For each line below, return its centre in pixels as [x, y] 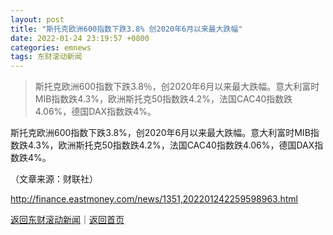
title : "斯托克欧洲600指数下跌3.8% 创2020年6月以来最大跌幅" [126, 29]
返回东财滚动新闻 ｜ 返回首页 [67, 220]
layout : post [37, 19]
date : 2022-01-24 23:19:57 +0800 [80, 38]
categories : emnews [51, 47]
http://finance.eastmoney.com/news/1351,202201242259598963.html [154, 199]
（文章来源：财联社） [54, 179]
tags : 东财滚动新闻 [46, 57]
